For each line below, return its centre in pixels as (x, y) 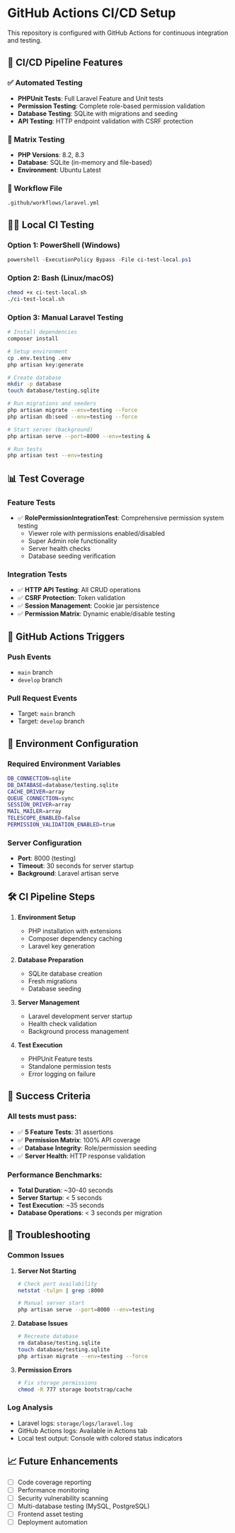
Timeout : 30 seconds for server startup (76, 866)
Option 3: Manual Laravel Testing (65, 317)
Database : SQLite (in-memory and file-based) (85, 162)
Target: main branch (46, 714)
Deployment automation (52, 1522)
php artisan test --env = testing (55, 456)
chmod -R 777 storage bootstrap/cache (75, 1390)
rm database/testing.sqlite (59, 1343)
